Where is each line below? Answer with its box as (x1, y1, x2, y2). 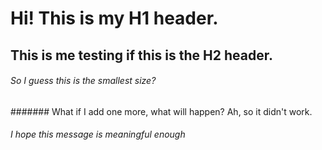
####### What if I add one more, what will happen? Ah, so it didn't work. (10, 105, 313, 117)
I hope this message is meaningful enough (10, 128, 186, 141)
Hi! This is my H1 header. (10, 7, 219, 30)
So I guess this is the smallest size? (10, 75, 157, 87)
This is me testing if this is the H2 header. (10, 47, 273, 64)
